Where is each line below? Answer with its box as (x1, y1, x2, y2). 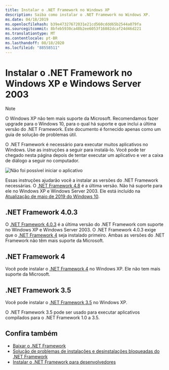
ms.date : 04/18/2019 (5, 17, 49, 22)
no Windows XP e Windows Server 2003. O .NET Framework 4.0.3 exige (5, 227, 156, 233)
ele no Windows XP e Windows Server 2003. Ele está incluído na (5, 188, 141, 194)
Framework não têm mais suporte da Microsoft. (5, 238, 104, 244)
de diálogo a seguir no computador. (5, 157, 80, 163)
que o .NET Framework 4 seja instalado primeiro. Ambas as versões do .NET (5, 232, 165, 239)
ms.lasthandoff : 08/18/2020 (5, 41, 65, 46)
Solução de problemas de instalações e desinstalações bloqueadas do (12, 348, 160, 354)
